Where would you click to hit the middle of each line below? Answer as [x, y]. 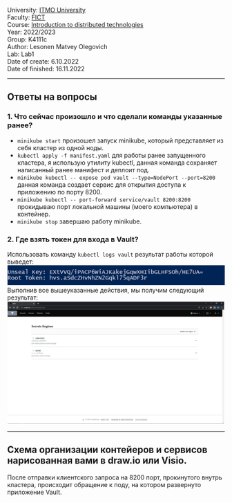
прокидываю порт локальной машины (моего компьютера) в [107, 206]
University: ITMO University [47, 10]
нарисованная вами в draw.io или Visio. [97, 460]
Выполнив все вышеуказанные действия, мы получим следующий [106, 291]
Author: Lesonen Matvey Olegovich [58, 47]
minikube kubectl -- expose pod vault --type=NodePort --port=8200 [116, 178]
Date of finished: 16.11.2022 [46, 69]
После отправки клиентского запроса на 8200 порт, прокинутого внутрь [115, 477]
